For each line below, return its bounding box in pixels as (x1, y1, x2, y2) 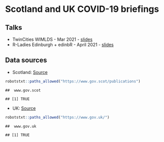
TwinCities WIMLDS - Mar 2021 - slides (12, 36, 93, 42)
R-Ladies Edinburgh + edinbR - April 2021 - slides (12, 42, 114, 48)
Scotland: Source (12, 69, 48, 75)
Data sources (5, 56, 47, 65)
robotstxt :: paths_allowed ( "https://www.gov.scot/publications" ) (5, 78, 141, 84)
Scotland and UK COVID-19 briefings (5, 3, 160, 15)
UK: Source (12, 105, 36, 111)
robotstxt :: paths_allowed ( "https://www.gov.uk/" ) (5, 115, 110, 120)
